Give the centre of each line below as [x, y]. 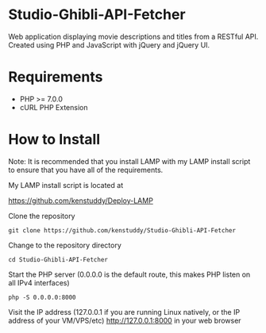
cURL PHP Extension [54, 107]
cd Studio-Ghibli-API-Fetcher [58, 259]
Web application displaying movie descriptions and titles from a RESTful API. [133, 36]
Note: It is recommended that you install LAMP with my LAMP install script [129, 161]
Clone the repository [42, 216]
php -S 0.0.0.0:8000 [42, 297]
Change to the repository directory [65, 245]
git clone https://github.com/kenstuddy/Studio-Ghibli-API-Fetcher [122, 230]
